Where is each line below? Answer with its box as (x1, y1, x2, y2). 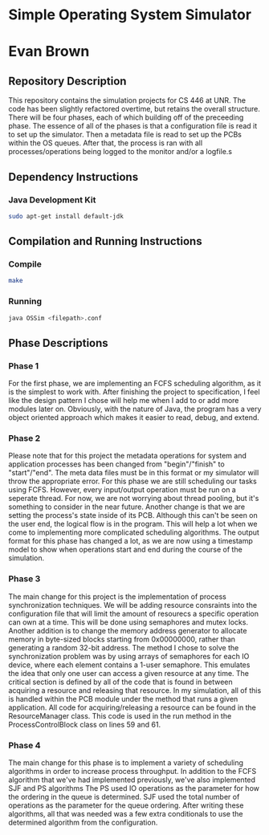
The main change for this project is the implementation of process (8, 592, 226, 601)
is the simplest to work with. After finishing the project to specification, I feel (8, 387, 260, 397)
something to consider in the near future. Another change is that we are (8, 502, 246, 511)
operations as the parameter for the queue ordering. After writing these (8, 800, 244, 810)
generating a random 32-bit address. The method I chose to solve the (8, 642, 239, 652)
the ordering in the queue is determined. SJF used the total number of (8, 792, 240, 802)
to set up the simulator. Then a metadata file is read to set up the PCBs (8, 130, 243, 140)
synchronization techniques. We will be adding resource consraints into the (8, 600, 258, 609)
